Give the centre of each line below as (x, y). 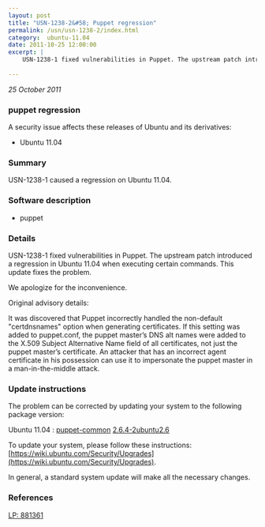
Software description (50, 201)
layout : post (30, 15)
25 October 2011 (35, 89)
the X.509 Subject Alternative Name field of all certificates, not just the (123, 343)
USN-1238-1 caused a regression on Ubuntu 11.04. (90, 180)
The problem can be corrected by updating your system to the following (125, 406)
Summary (28, 163)
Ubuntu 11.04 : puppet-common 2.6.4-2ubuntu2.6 (89, 430)
